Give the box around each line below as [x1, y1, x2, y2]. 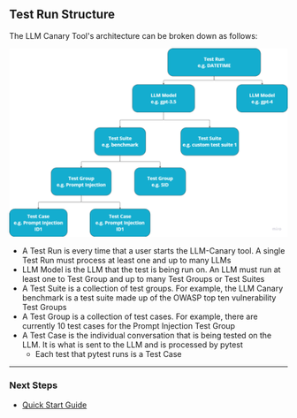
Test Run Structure [9, 7, 115, 22]
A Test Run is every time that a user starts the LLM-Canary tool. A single [21, 246, 286, 256]
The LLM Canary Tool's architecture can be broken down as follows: [9, 30, 258, 41]
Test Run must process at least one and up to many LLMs [21, 255, 232, 266]
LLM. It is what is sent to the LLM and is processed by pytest [21, 339, 243, 350]
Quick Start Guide [21, 399, 88, 410]
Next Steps [9, 379, 58, 391]
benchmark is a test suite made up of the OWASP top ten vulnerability [21, 293, 277, 303]
